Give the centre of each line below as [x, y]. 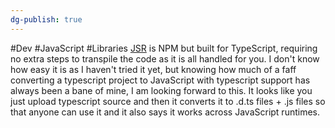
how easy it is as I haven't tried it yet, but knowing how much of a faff [153, 69]
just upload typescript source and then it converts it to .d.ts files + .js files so [168, 101]
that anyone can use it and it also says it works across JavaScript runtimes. [165, 112]
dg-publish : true [46, 19]
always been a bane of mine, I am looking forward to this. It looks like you [161, 90]
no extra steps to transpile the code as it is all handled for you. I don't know [165, 58]
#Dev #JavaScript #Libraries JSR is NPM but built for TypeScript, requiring [164, 48]
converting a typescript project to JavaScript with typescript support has [160, 80]
